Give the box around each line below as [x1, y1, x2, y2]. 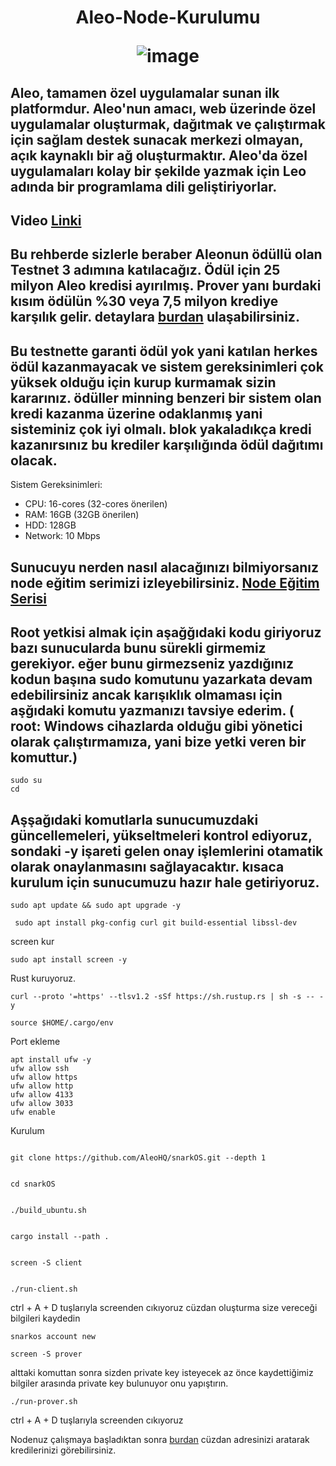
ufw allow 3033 [10, 1099, 74, 1109]
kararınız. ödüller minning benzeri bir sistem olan [10, 389, 322, 406]
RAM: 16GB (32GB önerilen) [24, 509, 140, 521]
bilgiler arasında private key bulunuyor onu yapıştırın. [10, 1377, 229, 1390]
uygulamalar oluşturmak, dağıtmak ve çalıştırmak [10, 116, 326, 133]
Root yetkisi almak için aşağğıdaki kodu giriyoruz [10, 624, 322, 641]
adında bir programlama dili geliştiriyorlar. [10, 178, 278, 195]
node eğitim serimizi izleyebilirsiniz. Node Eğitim [10, 574, 320, 591]
